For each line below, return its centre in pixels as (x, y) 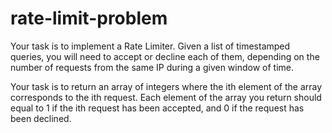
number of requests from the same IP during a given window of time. (152, 67)
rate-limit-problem (89, 18)
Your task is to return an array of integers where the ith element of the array (166, 86)
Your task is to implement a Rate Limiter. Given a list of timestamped (150, 46)
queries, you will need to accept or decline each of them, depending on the (165, 56)
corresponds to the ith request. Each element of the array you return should (166, 97)
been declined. (41, 118)
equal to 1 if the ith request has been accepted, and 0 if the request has (157, 108)
